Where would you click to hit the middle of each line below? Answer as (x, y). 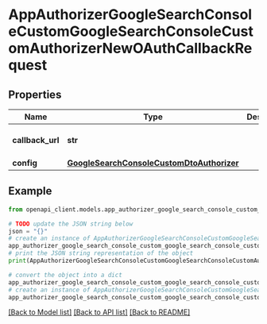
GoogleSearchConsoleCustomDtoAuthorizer (153, 163)
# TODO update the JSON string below (71, 224)
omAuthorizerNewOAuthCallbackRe (130, 48)
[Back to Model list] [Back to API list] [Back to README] (99, 312)
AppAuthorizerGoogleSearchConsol (130, 15)
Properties (35, 94)
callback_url (36, 140)
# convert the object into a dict (66, 275)
